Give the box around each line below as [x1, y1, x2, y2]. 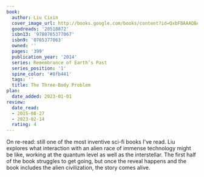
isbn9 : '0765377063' [12, 37, 64, 43]
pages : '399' [12, 48, 45, 55]
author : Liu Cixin [12, 15, 59, 21]
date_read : [12, 104, 39, 111]
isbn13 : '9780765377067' [12, 32, 75, 38]
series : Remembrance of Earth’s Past [12, 59, 107, 65]
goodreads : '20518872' [12, 25, 69, 32]
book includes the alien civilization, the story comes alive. [6, 164, 151, 172]
